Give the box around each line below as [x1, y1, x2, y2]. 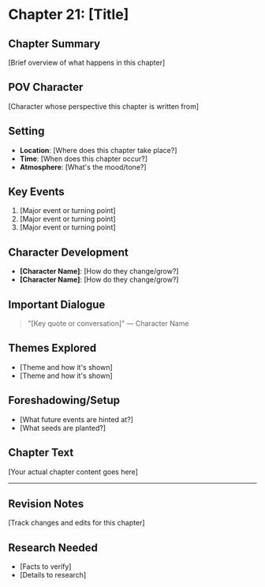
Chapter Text [8, 446, 74, 459]
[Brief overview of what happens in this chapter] [8, 58, 166, 67]
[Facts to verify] [19, 562, 72, 571]
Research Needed [8, 540, 99, 554]
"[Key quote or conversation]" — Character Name [27, 319, 189, 328]
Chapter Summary [8, 37, 101, 50]
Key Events [8, 185, 65, 199]
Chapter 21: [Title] [8, 6, 129, 24]
